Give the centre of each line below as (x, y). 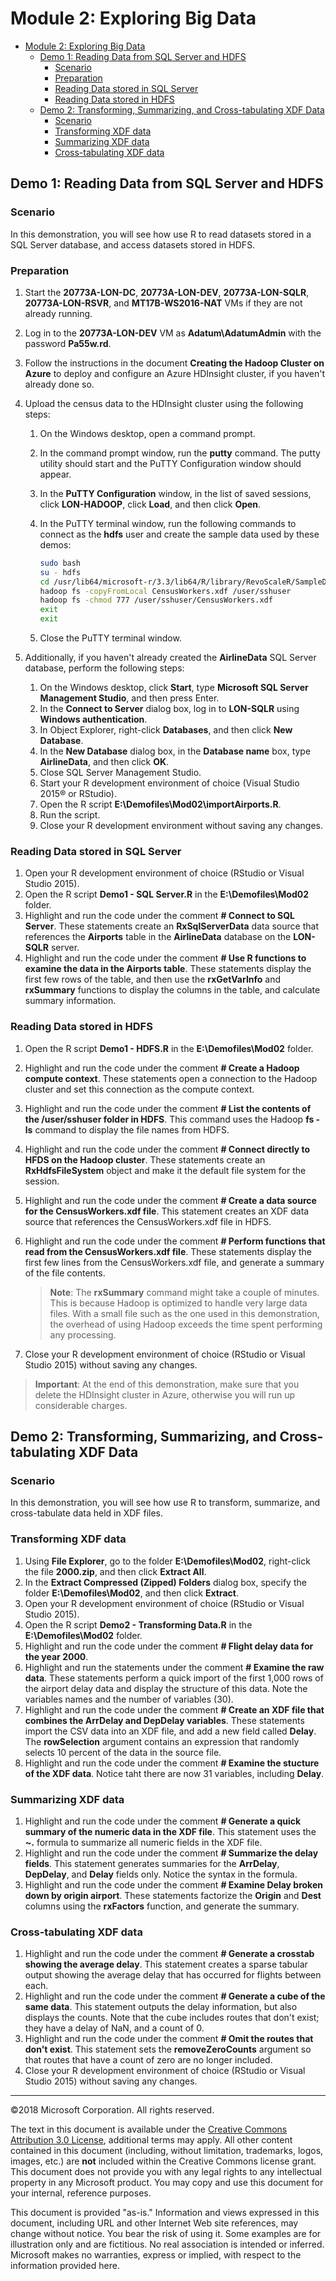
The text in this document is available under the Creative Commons (149, 2129)
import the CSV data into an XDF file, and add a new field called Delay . (170, 1731)
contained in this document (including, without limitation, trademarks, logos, (167, 2151)
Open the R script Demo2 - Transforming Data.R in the (138, 1624)
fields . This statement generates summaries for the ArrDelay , (152, 1863)
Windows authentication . (93, 719)
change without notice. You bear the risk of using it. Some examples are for (166, 2234)
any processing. (83, 1334)
